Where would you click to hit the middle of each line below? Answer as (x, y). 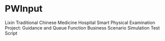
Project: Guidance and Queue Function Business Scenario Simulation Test (82, 27)
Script (11, 33)
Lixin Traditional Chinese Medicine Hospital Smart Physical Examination (80, 22)
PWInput (24, 9)
